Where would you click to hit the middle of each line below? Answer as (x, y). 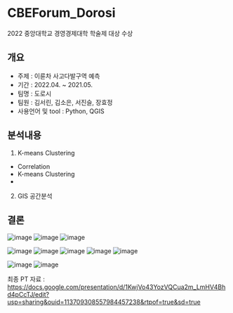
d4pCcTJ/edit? (28, 295)
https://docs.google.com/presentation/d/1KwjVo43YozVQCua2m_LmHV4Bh (116, 287)
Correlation (34, 166)
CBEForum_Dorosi (61, 13)
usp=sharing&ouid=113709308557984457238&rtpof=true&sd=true (104, 302)
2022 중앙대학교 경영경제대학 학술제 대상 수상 (70, 33)
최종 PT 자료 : (26, 279)
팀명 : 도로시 (34, 94)
